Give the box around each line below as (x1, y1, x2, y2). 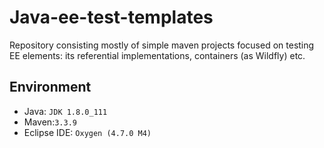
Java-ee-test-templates (9, 6, 214, 29)
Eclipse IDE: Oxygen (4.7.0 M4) (23, 126, 152, 138)
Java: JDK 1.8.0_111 (23, 105, 108, 117)
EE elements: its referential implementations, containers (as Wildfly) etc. (9, 49, 306, 61)
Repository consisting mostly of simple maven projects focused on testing (9, 39, 315, 51)
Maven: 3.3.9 (23, 116, 77, 128)
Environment (9, 79, 92, 96)
